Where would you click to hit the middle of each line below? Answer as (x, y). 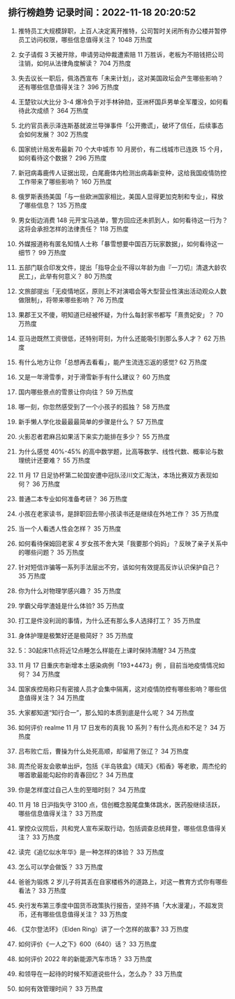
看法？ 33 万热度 (42, 890)
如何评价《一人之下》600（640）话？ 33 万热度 (87, 944)
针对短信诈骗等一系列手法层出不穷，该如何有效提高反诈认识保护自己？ (119, 567)
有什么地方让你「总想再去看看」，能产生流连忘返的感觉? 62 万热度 (113, 362)
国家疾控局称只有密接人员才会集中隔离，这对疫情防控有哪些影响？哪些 (119, 688)
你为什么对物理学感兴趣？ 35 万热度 (70, 590)
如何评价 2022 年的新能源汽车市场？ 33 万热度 (85, 958)
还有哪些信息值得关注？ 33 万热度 (79, 914)
